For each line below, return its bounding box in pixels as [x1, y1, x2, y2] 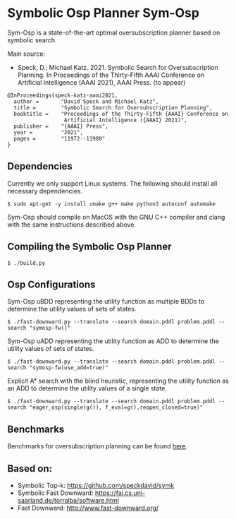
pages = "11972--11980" [13, 135, 106, 142]
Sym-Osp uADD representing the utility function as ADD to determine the [7, 337, 220, 345]
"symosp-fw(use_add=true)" [29, 364, 109, 371]
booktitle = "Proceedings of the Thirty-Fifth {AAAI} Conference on [13, 110, 229, 117]
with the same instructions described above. [7, 220, 136, 229]
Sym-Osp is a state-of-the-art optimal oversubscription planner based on [7, 28, 221, 37]
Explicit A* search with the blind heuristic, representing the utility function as [7, 376, 229, 386]
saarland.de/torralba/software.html [17, 496, 120, 504]
